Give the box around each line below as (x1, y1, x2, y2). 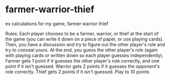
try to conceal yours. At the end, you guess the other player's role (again (5, 47, 158, 53)
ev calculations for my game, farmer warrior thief (5, 21, 109, 27)
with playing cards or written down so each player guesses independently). (5, 52, 164, 58)
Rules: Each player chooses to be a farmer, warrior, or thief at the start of (5, 30, 159, 36)
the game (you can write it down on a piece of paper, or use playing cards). (5, 36, 164, 42)
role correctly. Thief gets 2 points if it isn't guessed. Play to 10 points (5, 68, 150, 75)
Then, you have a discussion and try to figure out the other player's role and (5, 41, 165, 47)
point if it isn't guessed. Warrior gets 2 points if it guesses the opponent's (5, 63, 160, 69)
